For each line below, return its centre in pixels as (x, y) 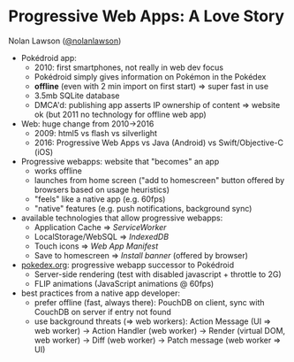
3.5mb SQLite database (77, 96)
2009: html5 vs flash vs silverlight (96, 133)
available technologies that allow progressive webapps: (122, 218)
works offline (58, 171)
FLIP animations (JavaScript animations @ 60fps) (124, 283)
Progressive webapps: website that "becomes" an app (120, 161)
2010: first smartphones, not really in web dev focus (129, 67)
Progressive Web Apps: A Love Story (146, 16)
